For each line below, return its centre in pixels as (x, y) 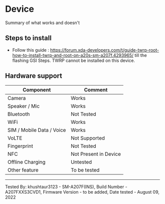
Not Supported (88, 138)
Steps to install (28, 38)
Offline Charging (27, 162)
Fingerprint (20, 146)
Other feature (23, 170)
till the (141, 55)
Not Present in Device (96, 154)
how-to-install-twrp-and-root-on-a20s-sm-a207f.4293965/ (73, 55)
